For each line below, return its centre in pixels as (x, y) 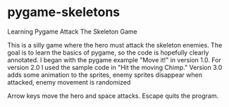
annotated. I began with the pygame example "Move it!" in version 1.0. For (114, 59)
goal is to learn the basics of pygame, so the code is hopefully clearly (108, 52)
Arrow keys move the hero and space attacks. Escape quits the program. (113, 96)
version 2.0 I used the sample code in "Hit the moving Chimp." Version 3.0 (115, 67)
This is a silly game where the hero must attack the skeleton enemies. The (115, 45)
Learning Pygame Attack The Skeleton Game (72, 31)
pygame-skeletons (64, 12)
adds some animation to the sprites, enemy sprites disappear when (105, 75)
